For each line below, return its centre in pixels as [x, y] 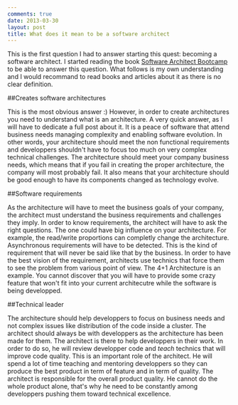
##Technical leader [36, 305]
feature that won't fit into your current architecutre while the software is [112, 283]
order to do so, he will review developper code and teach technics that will [117, 349]
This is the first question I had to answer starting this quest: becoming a [112, 54]
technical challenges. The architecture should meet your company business [118, 157]
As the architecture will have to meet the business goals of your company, [116, 208]
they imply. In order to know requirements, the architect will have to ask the [117, 223]
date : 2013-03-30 [33, 21]
